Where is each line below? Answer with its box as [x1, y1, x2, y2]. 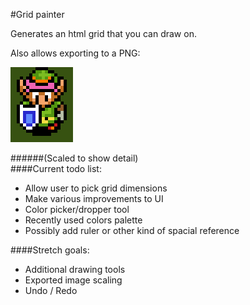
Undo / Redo [24, 285, 78, 296]
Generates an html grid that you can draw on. [10, 28, 197, 39]
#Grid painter [10, 9, 65, 20]
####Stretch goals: [10, 244, 90, 256]
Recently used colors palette [24, 214, 143, 226]
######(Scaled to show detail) [10, 152, 139, 164]
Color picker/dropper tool [24, 204, 130, 215]
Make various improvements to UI [24, 193, 164, 204]
